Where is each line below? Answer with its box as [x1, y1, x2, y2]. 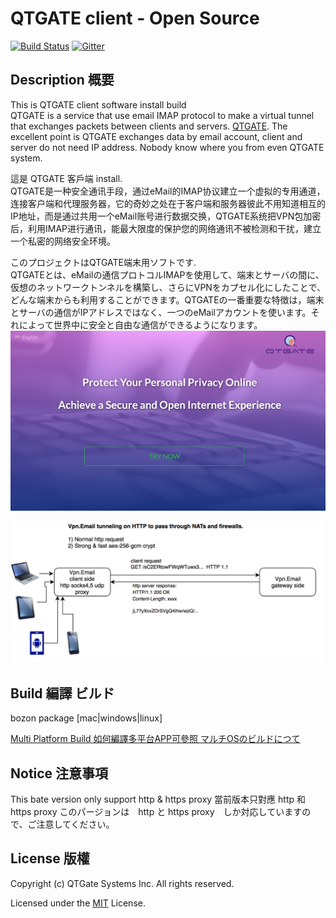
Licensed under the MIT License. [10, 897, 146, 909]
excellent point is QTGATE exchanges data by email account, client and [10, 130, 303, 142]
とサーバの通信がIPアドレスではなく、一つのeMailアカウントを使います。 [10, 306, 312, 318]
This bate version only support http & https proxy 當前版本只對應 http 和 [10, 793, 306, 805]
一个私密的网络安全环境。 [10, 235, 116, 247]
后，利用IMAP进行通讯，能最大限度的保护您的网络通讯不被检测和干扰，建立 [10, 222, 322, 234]
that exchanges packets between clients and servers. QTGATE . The [10, 120, 288, 132]
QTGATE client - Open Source [10, 7, 260, 30]
